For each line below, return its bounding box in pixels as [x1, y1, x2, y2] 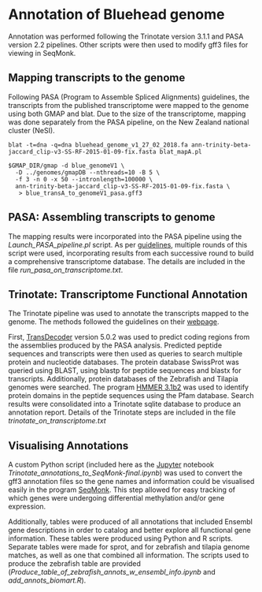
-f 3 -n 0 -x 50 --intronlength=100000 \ [15, 175, 153, 183]
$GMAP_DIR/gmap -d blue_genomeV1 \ [8, 162, 125, 169]
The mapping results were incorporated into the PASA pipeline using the [8, 231, 242, 241]
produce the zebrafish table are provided [8, 559, 142, 568]
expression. [8, 502, 46, 512]
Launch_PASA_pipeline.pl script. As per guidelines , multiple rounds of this [8, 240, 248, 249]
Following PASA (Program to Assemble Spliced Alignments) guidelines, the [8, 92, 250, 102]
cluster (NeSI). [8, 125, 55, 135]
